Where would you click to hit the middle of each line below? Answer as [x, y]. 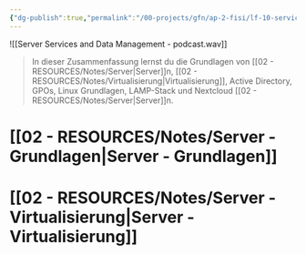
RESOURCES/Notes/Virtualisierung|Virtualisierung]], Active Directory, [162, 81]
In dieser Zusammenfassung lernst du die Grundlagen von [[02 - [153, 61]
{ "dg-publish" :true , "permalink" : [73, 18]
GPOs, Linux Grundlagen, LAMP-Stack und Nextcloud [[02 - [144, 90]
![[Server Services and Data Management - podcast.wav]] [118, 44]
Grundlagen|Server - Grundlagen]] [143, 156]
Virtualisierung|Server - [102, 217]
